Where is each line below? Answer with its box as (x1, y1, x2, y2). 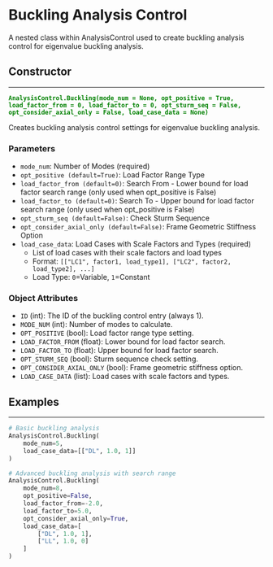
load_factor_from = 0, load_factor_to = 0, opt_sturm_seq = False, (8, 101, 242, 109)
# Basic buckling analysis (8, 425, 100, 433)
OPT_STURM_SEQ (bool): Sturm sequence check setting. (19, 354, 199, 364)
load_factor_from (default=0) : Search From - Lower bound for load (19, 179, 249, 189)
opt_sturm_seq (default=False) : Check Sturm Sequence (19, 213, 210, 223)
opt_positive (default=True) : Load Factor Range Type (19, 170, 206, 180)
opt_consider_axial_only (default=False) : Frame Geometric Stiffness (19, 222, 257, 232)
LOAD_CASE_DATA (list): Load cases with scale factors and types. (19, 372, 230, 382)
